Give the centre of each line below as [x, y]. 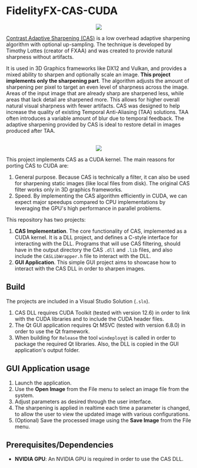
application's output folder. [47, 350]
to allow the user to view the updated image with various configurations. [102, 414]
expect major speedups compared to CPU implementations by [90, 202]
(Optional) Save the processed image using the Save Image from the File [103, 420]
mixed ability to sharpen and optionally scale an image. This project [88, 74]
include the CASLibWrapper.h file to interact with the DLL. [83, 256]
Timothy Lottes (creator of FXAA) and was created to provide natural [89, 51]
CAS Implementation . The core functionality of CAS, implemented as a [101, 231]
